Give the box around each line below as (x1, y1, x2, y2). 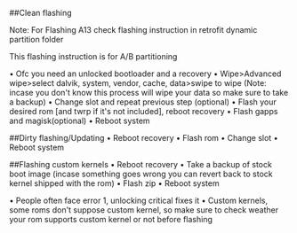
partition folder (9, 35, 64, 44)
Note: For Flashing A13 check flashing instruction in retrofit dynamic (9, 25, 258, 35)
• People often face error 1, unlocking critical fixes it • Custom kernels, (9, 195, 269, 206)
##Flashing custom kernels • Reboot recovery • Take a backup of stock (9, 159, 273, 169)
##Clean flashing (9, 8, 73, 18)
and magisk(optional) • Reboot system (9, 115, 150, 126)
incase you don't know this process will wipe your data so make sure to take (9, 88, 289, 97)
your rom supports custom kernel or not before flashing (9, 214, 213, 224)
